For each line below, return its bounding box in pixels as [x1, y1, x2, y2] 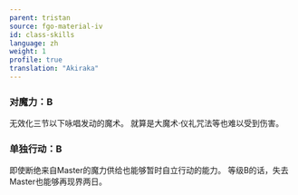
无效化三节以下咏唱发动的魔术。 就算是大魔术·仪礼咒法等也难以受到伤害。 [9, 118, 284, 129]
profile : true [9, 55, 63, 64]
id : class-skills [9, 30, 75, 39]
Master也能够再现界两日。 [9, 176, 107, 187]
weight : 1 [9, 47, 47, 56]
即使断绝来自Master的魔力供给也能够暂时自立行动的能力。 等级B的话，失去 [9, 165, 289, 176]
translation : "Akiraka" [9, 64, 100, 73]
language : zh [9, 38, 59, 48]
